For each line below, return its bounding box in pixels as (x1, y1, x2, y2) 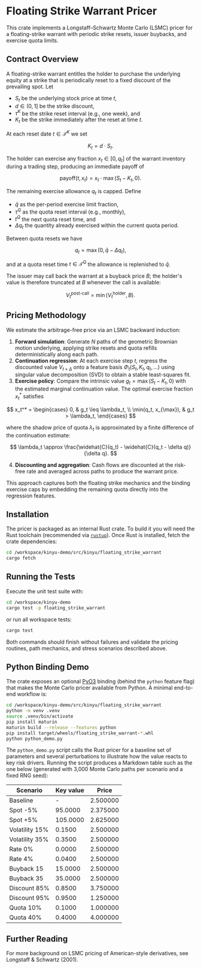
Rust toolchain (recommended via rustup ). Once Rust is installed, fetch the (6, 532, 190, 539)
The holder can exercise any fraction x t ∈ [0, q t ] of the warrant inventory (6, 155, 185, 164)
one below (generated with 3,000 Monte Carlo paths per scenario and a (6, 766, 184, 773)
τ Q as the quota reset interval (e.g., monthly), (14, 207, 126, 215)
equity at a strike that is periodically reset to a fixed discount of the (6, 76, 171, 83)
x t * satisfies (14, 392, 44, 401)
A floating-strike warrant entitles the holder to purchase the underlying (6, 70, 181, 77)
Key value (55, 786, 85, 794)
